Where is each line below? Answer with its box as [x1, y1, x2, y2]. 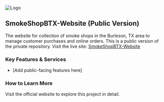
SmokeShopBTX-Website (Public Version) [5, 19, 139, 28]
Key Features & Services [5, 56, 66, 63]
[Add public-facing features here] [12, 67, 83, 73]
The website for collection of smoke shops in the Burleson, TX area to [5, 33, 150, 39]
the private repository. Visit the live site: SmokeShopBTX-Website [5, 43, 140, 49]
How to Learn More [5, 80, 53, 87]
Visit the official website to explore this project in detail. [5, 91, 120, 97]
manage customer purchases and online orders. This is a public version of [5, 38, 159, 44]
